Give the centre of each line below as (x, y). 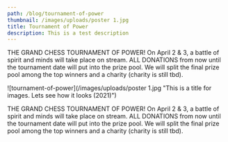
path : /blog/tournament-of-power (56, 14)
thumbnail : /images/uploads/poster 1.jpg (68, 20)
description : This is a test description (68, 33)
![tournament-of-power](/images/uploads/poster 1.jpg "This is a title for (109, 88)
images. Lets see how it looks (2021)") (62, 96)
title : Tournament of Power (48, 26)
